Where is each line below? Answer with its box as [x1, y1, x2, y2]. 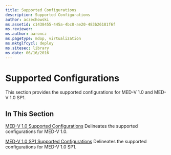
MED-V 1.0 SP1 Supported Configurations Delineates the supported [5, 139, 147, 145]
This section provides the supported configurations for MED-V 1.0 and [5, 89, 153, 95]
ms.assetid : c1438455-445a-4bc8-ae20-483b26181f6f [5, 21, 116, 27]
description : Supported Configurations [5, 12, 91, 17]
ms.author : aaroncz [5, 31, 47, 36]
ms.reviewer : [5, 27, 33, 32]
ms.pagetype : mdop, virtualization [5, 36, 81, 41]
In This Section [5, 109, 54, 118]
